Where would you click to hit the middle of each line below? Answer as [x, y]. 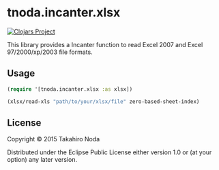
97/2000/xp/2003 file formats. [50, 52]
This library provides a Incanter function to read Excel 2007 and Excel [105, 44]
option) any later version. [42, 160]
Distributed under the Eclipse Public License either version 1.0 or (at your [109, 152]
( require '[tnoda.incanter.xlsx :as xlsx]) [70, 89]
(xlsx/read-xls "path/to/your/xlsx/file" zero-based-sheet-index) [103, 101]
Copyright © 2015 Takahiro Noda [54, 139]
